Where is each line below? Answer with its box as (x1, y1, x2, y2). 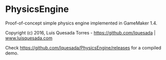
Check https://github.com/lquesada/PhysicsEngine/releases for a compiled (5, 44, 161, 50)
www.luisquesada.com (5, 35, 53, 41)
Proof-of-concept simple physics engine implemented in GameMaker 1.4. (5, 20, 157, 26)
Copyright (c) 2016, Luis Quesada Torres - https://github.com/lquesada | (5, 29, 156, 35)
